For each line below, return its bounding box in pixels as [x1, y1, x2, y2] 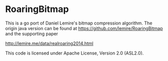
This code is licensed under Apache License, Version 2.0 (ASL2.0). [5, 50, 144, 56]
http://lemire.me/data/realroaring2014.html [5, 40, 94, 46]
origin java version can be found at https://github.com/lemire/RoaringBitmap [5, 25, 163, 31]
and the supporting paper [5, 30, 58, 36]
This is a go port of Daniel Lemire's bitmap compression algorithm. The [5, 20, 152, 26]
